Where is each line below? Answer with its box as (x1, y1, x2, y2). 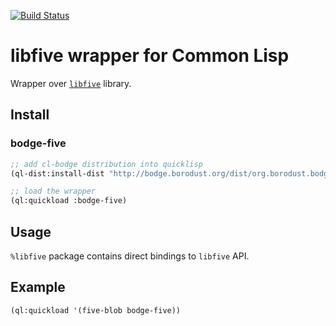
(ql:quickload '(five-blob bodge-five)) (10, 305, 182, 315)
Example (10, 279, 66, 296)
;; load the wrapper (10, 186, 97, 197)
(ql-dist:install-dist (10, 168, 105, 179)
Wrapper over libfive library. (10, 77, 132, 89)
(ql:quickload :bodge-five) (10, 196, 128, 206)
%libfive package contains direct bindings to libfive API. (10, 250, 250, 262)
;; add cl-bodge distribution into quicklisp (10, 159, 203, 169)
